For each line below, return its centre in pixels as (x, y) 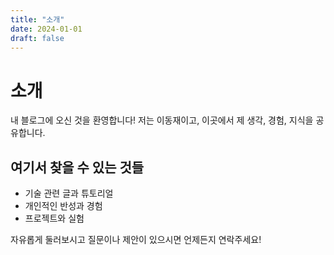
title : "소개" (37, 19)
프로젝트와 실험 (54, 218)
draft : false (37, 38)
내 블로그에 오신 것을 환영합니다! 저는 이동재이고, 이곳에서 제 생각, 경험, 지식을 (162, 120)
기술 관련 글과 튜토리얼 (69, 193)
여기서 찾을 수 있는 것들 (77, 167)
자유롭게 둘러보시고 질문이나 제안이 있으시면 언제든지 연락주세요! (136, 240)
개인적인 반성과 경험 (63, 206)
